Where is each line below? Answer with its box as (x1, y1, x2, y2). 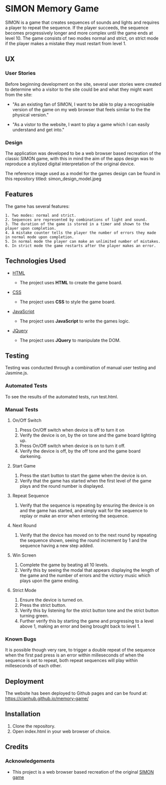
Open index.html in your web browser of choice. (12, 728, 111, 734)
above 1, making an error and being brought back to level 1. (19, 623, 141, 629)
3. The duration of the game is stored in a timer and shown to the (5, 221, 150, 226)
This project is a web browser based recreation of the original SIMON (12, 769, 154, 775)
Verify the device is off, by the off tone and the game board (19, 448, 141, 454)
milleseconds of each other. (5, 663, 62, 669)
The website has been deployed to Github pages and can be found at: (5, 690, 148, 696)
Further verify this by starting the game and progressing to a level (19, 618, 154, 624)
